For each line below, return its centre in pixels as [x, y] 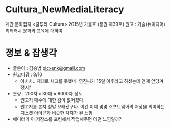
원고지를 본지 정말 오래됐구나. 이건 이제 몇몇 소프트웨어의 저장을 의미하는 [92, 106]
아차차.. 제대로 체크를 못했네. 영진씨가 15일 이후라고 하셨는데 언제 [85, 81]
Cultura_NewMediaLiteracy [65, 9]
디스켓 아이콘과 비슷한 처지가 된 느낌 [56, 113]
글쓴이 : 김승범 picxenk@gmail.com [49, 68]
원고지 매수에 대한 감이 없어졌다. [52, 100]
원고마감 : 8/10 [27, 74]
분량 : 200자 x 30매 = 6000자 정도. [48, 93]
